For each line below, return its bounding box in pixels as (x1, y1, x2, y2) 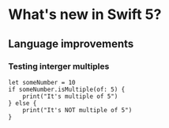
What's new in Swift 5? (8, 6, 162, 24)
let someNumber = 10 (8, 78, 77, 86)
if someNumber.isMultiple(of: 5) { (8, 85, 126, 93)
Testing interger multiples (8, 61, 110, 72)
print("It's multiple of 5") (22, 92, 118, 100)
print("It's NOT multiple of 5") (22, 106, 133, 114)
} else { (8, 99, 37, 107)
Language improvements (8, 37, 134, 51)
